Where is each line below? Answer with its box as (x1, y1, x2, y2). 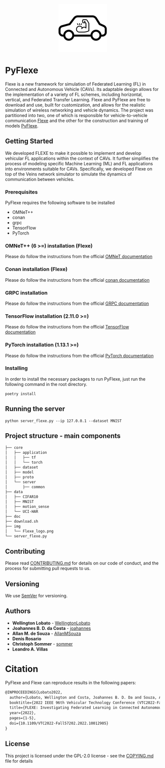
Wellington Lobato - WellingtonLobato (12, 620, 91, 626)
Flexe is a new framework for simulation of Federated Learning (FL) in (5, 81, 146, 87)
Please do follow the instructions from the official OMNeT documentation (5, 254, 153, 260)
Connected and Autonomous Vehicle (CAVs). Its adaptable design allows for (5, 86, 159, 92)
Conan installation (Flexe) (5, 266, 68, 273)
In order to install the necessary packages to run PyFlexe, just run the (5, 376, 146, 382)
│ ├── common (5, 485, 45, 490)
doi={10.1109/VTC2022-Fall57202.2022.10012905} (9, 721, 109, 726)
